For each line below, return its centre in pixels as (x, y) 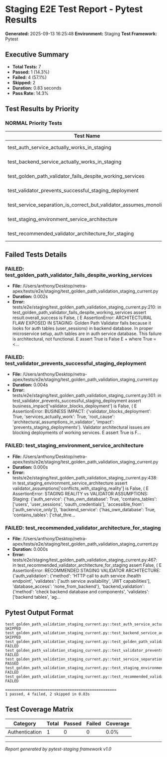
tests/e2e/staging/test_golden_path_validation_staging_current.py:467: (85, 560)
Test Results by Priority (42, 109)
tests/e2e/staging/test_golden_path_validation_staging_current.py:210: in (87, 307)
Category (25, 724)
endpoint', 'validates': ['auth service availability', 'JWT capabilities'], (82, 581)
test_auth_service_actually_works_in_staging (60, 147)
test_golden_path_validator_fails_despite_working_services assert (79, 313)
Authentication (25, 732)
